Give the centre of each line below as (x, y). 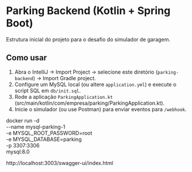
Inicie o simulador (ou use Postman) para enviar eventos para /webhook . (101, 109)
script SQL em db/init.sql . (47, 90)
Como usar (27, 58)
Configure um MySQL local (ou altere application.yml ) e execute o (95, 84)
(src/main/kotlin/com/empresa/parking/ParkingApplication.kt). (90, 103)
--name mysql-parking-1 (36, 126)
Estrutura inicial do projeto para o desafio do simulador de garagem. (88, 39)
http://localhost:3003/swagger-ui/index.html (60, 163)
